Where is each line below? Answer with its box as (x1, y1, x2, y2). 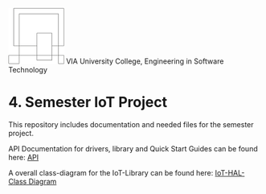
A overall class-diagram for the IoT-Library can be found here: (8, 167, 214, 177)
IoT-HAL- (215, 167, 245, 177)
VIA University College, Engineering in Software (65, 56, 224, 66)
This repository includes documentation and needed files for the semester (8, 119, 255, 129)
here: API (8, 152, 39, 162)
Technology (8, 65, 48, 74)
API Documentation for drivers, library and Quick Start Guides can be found (8, 143, 259, 153)
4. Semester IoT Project (8, 93, 167, 112)
